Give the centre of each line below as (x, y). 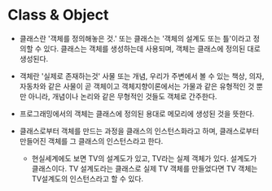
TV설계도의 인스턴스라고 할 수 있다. (88, 178)
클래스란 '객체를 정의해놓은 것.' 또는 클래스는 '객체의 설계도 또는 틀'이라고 (135, 38)
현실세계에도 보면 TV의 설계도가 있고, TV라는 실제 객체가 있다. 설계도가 (144, 158)
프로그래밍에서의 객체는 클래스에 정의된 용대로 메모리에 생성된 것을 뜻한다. (137, 113)
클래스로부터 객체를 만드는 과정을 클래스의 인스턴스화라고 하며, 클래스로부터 (139, 131)
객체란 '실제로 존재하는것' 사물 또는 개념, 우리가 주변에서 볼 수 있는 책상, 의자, (142, 76)
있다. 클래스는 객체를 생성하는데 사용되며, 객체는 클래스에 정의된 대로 (152, 48)
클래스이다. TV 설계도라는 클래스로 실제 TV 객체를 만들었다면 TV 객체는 (145, 168)
